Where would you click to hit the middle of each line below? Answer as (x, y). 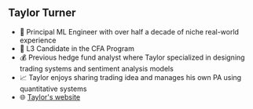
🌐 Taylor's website (50, 96)
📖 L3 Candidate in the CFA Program (77, 48)
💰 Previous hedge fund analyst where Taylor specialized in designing (132, 57)
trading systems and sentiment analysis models (97, 68)
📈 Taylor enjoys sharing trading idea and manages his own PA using (130, 77)
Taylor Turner (42, 13)
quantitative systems (53, 89)
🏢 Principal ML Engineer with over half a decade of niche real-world (129, 31)
